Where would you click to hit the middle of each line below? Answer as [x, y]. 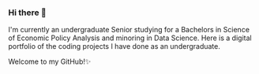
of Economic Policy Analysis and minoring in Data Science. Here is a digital [130, 38]
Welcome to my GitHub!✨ [50, 61]
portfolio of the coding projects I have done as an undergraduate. [114, 46]
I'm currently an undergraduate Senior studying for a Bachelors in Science [129, 30]
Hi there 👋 [28, 13]
